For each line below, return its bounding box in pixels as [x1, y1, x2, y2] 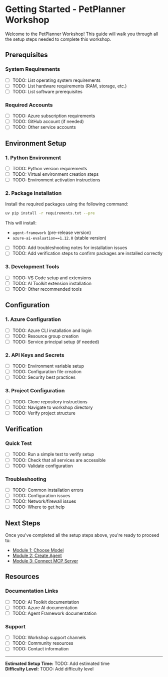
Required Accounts [5, 101, 53, 108]
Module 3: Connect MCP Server [12, 558, 78, 564]
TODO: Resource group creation [12, 333, 79, 339]
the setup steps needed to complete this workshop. [5, 36, 111, 42]
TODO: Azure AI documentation [12, 604, 78, 611]
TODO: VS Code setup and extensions [12, 275, 91, 281]
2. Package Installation [5, 190, 62, 197]
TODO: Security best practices [12, 374, 76, 380]
